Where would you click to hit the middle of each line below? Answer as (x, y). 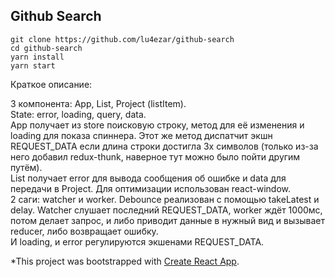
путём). (26, 167)
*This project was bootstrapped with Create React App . (125, 261)
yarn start (33, 65)
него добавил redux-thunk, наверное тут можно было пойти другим (155, 156)
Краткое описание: (51, 84)
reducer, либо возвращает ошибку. (84, 231)
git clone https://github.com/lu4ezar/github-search (122, 39)
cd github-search (46, 48)
